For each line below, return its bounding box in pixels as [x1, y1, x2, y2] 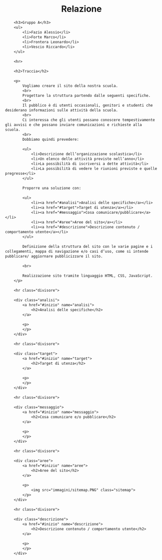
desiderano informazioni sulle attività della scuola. [5, 108, 118, 112]
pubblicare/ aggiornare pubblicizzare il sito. [5, 254, 103, 259]
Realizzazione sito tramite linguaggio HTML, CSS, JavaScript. [22, 273, 153, 278]
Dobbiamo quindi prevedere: [22, 137, 79, 142]
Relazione [61, 3, 102, 15]
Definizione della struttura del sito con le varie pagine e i [22, 244, 153, 249]
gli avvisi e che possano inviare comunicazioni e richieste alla [5, 122, 142, 127]
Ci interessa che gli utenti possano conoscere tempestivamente [22, 117, 155, 122]
